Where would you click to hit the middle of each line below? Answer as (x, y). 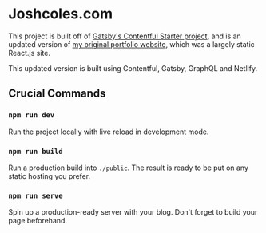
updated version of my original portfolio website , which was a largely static (132, 44)
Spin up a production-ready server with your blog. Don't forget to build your (133, 212)
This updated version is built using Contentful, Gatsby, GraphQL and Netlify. (133, 68)
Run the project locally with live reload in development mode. (109, 132)
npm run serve (36, 195)
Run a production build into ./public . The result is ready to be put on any (129, 168)
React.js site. (29, 53)
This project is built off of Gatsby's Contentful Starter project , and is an (125, 36)
